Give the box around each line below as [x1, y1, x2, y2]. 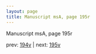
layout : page [6, 8, 38, 15]
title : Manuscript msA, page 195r [6, 14, 91, 20]
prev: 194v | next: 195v [6, 41, 61, 48]
